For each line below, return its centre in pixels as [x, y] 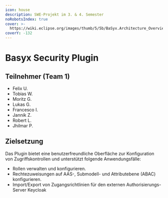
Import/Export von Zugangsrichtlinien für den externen [69, 184]
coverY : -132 [19, 33]
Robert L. [22, 120]
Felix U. [20, 88]
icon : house [17, 10]
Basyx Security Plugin [52, 58]
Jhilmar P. [23, 126]
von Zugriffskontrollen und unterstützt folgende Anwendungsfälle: [73, 159]
